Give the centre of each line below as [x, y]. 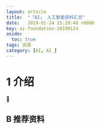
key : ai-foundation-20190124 [42, 28]
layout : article [26, 12]
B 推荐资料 [25, 119]
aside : [14, 34]
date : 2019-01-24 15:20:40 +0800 [50, 23]
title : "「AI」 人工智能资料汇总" [46, 17]
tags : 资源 [19, 45]
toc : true [24, 39]
